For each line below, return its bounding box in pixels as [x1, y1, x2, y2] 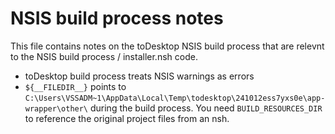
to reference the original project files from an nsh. [24, 112, 230, 124]
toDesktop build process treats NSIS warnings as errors [24, 70, 255, 82]
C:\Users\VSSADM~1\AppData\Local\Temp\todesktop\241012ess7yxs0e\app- [24, 93, 326, 103]
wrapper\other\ [24, 103, 89, 114]
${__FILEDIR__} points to [24, 80, 127, 92]
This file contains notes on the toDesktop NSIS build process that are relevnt [10, 40, 325, 52]
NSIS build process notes [10, 7, 224, 30]
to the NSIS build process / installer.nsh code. [10, 50, 198, 62]
